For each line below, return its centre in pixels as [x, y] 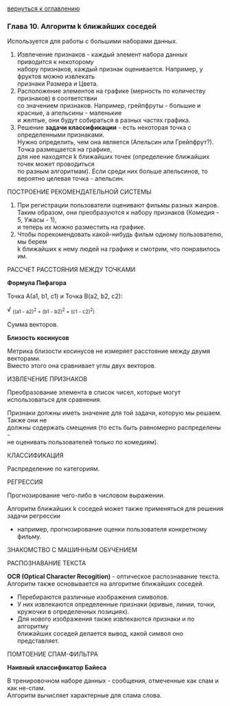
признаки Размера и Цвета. [57, 84]
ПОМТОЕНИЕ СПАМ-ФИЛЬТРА [53, 654]
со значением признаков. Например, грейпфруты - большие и [109, 106]
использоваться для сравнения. [54, 400]
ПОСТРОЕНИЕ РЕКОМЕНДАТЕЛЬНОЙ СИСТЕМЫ [80, 192]
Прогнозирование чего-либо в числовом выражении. [86, 495]
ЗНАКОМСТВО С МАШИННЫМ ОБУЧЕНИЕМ [72, 550]
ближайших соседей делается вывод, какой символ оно [100, 634]
